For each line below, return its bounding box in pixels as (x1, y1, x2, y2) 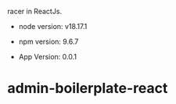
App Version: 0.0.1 (18, 52, 77, 61)
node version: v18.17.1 (18, 22, 88, 30)
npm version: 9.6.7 (18, 37, 79, 46)
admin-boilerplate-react (7, 80, 168, 97)
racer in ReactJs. (7, 7, 63, 16)
